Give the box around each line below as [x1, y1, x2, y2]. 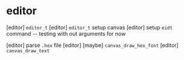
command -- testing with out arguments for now [6, 30, 126, 37]
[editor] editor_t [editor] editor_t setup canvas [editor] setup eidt [6, 24, 173, 31]
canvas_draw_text [6, 48, 50, 54]
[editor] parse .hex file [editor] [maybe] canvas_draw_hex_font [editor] [6, 42, 179, 49]
